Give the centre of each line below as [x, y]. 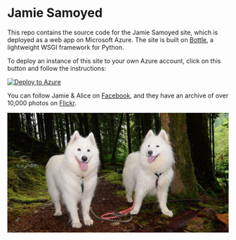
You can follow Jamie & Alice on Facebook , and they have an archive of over [118, 95]
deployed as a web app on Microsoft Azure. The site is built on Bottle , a [111, 39]
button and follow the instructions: [57, 68]
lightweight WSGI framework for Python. [66, 47]
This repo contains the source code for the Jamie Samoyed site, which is [113, 32]
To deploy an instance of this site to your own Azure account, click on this [114, 60]
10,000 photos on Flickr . [42, 102]
